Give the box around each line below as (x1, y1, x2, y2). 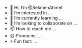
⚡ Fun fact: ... (9, 38, 37, 44)
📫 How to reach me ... (9, 26, 56, 31)
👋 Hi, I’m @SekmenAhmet (9, 5, 63, 10)
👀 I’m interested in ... (9, 10, 52, 16)
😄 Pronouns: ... (9, 33, 42, 39)
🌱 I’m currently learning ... (9, 15, 63, 21)
